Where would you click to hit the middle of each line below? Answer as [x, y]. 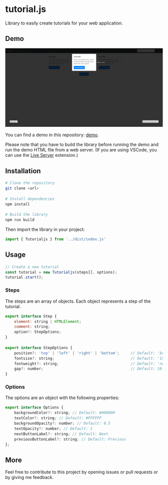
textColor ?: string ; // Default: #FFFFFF [58, 418]
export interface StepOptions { [39, 348]
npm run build [20, 220]
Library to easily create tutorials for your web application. [64, 23]
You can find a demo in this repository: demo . [52, 135]
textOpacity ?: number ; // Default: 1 [53, 429]
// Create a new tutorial [32, 267]
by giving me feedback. [29, 478]
